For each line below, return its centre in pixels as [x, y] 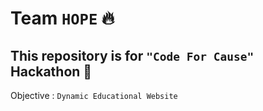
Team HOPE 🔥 [62, 18]
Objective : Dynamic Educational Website [94, 95]
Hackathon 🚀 [51, 71]
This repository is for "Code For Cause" [132, 55]
